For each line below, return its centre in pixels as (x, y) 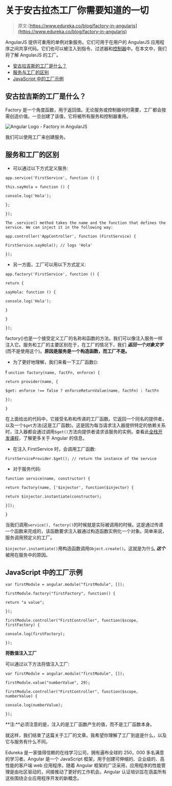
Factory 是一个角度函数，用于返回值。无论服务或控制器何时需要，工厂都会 (83, 110)
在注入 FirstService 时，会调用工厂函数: (54, 449)
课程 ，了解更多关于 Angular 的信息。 (48, 438)
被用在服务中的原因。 (28, 554)
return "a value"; (25, 603)
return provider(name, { (32, 381)
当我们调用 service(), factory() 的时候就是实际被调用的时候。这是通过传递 (84, 525)
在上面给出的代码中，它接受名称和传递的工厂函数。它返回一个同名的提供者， (86, 418)
